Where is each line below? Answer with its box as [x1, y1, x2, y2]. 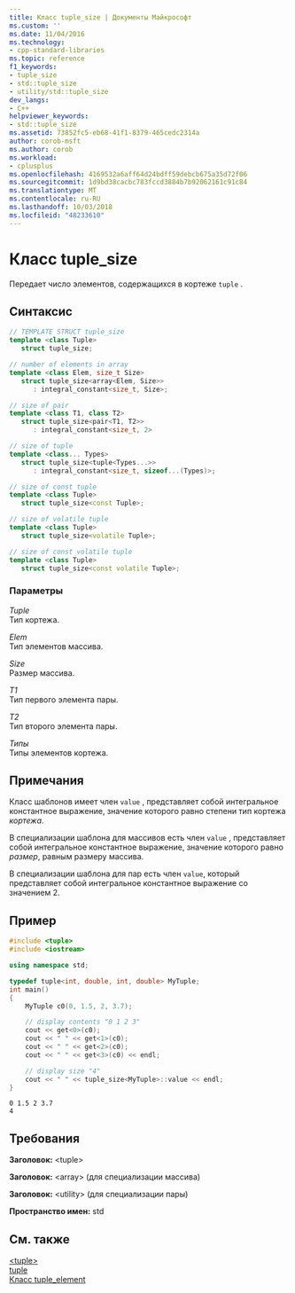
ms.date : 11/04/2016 [9, 29, 86, 38]
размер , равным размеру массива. [9, 851, 144, 862]
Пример [9, 913, 57, 928]
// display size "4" [25, 1066, 101, 1076]
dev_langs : [9, 95, 50, 105]
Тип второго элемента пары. [9, 720, 118, 732]
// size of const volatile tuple [9, 547, 133, 556]
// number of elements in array [9, 360, 128, 369]
